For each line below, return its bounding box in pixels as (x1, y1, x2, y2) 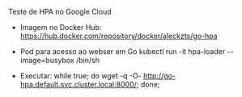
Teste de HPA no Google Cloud (8, 7, 112, 16)
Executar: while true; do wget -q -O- (19, 71, 142, 80)
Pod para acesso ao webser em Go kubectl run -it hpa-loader (19, 47, 226, 56)
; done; (136, 80, 160, 89)
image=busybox (19, 56, 74, 65)
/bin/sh (75, 56, 100, 65)
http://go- (142, 71, 176, 80)
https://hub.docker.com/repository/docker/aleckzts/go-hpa (19, 32, 218, 40)
